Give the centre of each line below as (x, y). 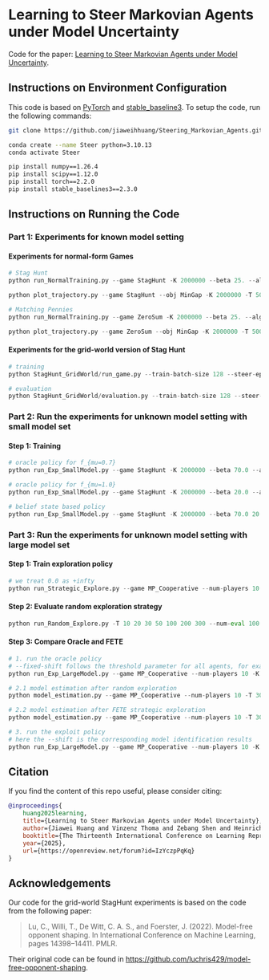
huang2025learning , (55, 813)
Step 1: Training (35, 445)
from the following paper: (50, 911)
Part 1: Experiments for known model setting (96, 237)
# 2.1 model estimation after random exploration (93, 688)
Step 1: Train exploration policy (61, 564)
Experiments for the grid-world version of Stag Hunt (97, 350)
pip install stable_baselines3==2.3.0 (73, 189)
